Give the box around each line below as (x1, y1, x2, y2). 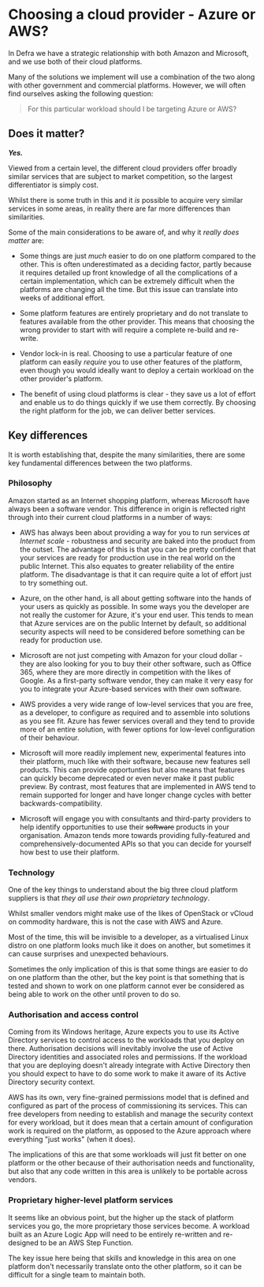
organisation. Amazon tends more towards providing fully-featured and (19, 830, 251, 840)
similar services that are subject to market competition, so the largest (8, 171, 233, 181)
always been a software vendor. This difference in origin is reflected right (8, 503, 246, 514)
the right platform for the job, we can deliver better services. (19, 406, 216, 415)
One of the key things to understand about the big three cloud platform (8, 885, 238, 895)
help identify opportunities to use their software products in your (19, 822, 230, 832)
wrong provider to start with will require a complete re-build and (19, 325, 228, 335)
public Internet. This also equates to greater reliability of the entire (19, 561, 235, 571)
